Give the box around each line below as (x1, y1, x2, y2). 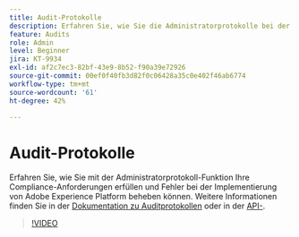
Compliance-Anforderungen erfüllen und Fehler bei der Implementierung (9, 182, 278, 192)
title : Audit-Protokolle (9, 13, 102, 22)
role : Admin (9, 38, 54, 47)
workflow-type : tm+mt (9, 80, 90, 89)
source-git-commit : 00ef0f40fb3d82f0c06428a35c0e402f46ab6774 (9, 72, 246, 80)
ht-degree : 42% (9, 96, 66, 106)
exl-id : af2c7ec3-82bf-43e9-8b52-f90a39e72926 (9, 63, 186, 72)
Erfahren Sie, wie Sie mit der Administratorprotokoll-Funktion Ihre (9, 172, 251, 183)
